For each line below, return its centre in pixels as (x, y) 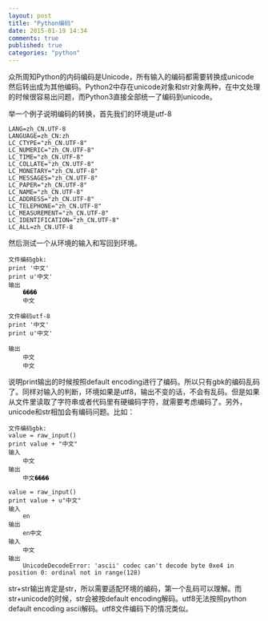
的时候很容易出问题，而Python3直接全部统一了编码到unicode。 (113, 97)
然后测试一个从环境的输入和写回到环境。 (75, 243)
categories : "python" (44, 53)
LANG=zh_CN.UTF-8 (37, 129)
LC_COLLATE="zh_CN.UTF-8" (51, 164)
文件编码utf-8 (29, 317)
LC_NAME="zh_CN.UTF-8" (46, 192)
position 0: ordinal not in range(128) (75, 573)
